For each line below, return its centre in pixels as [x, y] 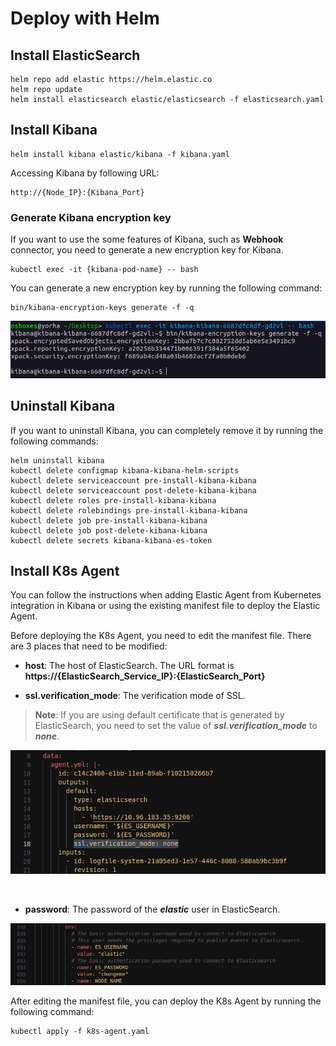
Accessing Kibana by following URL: [85, 173]
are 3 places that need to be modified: [89, 646]
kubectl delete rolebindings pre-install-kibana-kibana [129, 510]
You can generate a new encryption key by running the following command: [166, 288]
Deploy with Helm [85, 18]
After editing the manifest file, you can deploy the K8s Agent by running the [166, 1001]
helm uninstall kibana [57, 460]
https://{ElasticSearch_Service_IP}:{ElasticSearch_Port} [145, 676]
